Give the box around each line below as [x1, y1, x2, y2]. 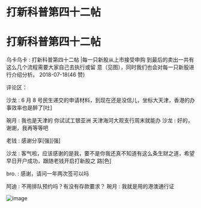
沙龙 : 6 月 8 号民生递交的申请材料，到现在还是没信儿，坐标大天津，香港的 [6, 97, 190, 104]
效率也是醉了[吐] [11, 104, 53, 111]
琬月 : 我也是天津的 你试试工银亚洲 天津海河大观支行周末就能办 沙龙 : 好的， [6, 117, 193, 124]
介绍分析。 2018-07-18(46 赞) [11, 71, 85, 79]
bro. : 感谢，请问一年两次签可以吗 [6, 170, 89, 177]
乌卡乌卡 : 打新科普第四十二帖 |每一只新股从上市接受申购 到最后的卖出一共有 [6, 56, 194, 64]
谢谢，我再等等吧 [6, 124, 49, 132]
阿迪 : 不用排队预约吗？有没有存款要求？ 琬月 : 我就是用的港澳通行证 [6, 183, 175, 190]
